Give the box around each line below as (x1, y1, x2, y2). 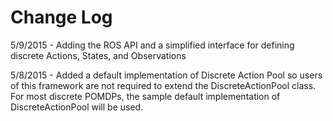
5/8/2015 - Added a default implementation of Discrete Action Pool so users (10, 69, 323, 81)
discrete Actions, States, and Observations (10, 49, 187, 61)
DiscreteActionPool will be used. (10, 101, 144, 113)
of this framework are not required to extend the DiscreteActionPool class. (10, 79, 317, 91)
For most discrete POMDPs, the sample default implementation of (10, 90, 281, 102)
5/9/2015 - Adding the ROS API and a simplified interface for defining (10, 39, 295, 51)
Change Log (10, 6, 113, 29)
